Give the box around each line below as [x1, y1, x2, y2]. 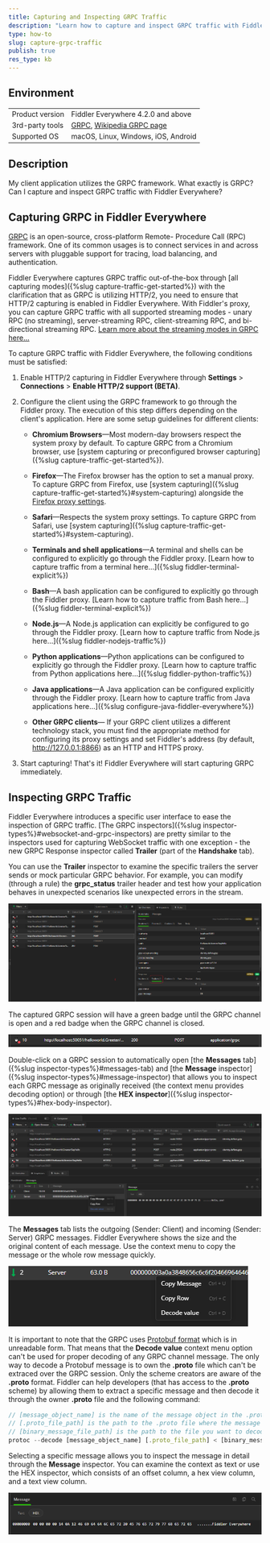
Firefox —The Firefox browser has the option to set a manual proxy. [31, 471, 255, 481]
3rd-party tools [11, 120, 64, 130]
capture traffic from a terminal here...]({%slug [31, 562, 184, 572]
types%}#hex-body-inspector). [8, 1098, 112, 1108]
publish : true [8, 47, 56, 56]
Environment [8, 86, 75, 100]
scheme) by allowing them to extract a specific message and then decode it [8, 1386, 260, 1396]
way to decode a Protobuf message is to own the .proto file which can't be [8, 1360, 256, 1370]
